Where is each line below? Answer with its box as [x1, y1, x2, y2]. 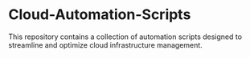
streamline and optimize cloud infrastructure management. [8, 40, 203, 49]
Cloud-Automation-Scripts [8, 6, 191, 24]
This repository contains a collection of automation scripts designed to [8, 32, 243, 41]
